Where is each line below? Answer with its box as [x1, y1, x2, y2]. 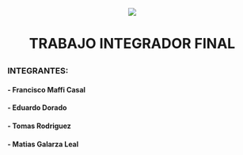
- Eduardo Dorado [7, 103, 67, 112]
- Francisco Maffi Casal [7, 85, 86, 94]
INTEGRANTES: [7, 66, 69, 77]
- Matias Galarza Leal [7, 139, 79, 149]
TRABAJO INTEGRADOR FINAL [28, 35, 236, 53]
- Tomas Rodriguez [7, 121, 72, 130]
